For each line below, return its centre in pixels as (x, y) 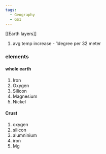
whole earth (18, 68)
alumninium (25, 135)
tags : (11, 10)
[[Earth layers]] (21, 34)
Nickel (19, 101)
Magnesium (25, 96)
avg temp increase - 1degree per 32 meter (57, 44)
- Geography (23, 15)
